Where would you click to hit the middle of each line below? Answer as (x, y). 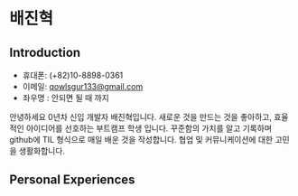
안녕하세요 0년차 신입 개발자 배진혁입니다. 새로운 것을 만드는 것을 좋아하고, (141, 117)
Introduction (45, 52)
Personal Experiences (72, 180)
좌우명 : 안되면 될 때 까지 (66, 98)
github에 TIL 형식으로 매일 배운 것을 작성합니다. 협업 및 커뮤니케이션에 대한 (141, 140)
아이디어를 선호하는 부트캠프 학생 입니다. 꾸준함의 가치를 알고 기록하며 (149, 128)
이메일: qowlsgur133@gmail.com (83, 86)
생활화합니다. (42, 151)
